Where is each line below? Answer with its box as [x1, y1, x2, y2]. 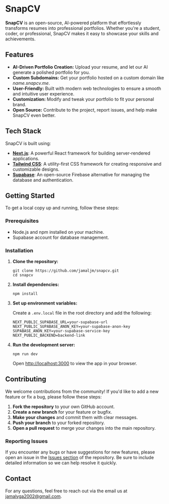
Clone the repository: [12, 258, 59, 264]
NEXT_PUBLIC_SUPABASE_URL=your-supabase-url [12, 319, 108, 325]
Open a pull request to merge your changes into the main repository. [12, 425, 156, 431]
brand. [12, 102, 27, 108]
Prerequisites [5, 218, 39, 225]
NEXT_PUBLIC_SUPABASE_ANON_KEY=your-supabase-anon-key [12, 324, 131, 329]
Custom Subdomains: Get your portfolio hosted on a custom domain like [12, 74, 164, 81]
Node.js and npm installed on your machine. [12, 229, 104, 235]
